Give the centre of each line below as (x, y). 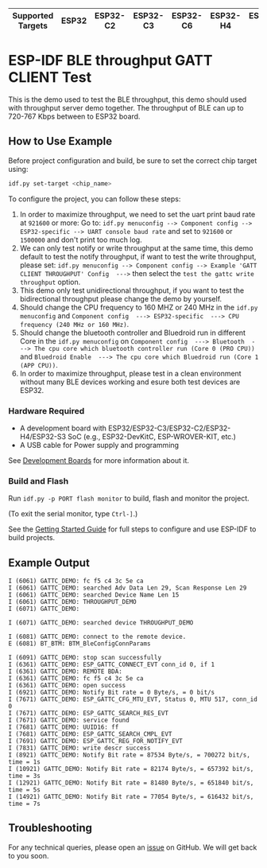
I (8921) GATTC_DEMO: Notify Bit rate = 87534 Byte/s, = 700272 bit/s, (129, 755)
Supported (33, 16)
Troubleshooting (50, 828)
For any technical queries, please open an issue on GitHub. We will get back (133, 847)
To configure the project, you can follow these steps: (95, 199)
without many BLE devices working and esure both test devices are (130, 382)
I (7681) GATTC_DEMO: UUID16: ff (64, 727)
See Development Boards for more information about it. (99, 460)
